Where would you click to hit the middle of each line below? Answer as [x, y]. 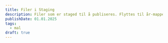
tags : [11, 23]
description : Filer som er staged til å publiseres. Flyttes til [74, 14]
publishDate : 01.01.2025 [31, 19]
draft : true [17, 33]
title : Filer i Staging [30, 10]
